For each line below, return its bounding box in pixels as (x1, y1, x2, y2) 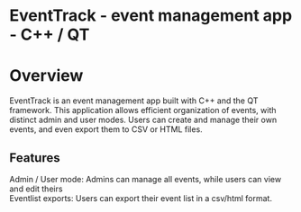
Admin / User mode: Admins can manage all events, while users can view (9, 173, 282, 184)
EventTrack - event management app (9, 5, 293, 26)
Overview (9, 66, 84, 86)
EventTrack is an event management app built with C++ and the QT (9, 95, 259, 106)
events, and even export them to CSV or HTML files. (9, 124, 203, 135)
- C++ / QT (9, 24, 90, 45)
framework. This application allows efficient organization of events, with (9, 105, 277, 116)
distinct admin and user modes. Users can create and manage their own (9, 114, 278, 126)
